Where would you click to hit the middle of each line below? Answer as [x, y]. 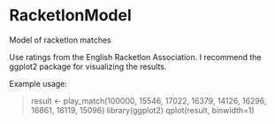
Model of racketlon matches [61, 40]
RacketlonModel [70, 15]
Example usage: [38, 83]
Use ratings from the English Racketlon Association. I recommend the [136, 57]
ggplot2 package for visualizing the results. [88, 66]
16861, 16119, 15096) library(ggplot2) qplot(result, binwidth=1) [142, 110]
